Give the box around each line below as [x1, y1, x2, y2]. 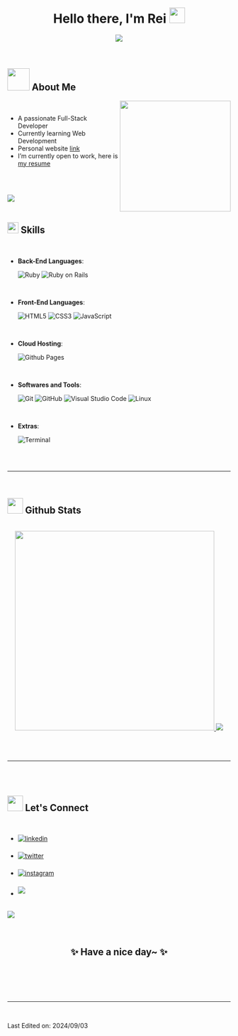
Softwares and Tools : [17, 380, 81, 389]
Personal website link [17, 144, 80, 153]
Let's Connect [24, 802, 89, 814]
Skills [20, 224, 45, 236]
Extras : [17, 421, 40, 430]
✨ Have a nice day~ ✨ [70, 946, 168, 958]
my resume [17, 159, 51, 167]
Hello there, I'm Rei [52, 11, 166, 27]
